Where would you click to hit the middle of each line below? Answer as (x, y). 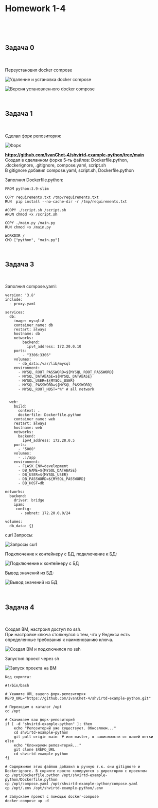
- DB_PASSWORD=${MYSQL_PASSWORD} (52, 479)
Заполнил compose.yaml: (31, 287)
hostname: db (27, 334)
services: (15, 312)
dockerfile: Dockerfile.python (50, 415)
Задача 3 (20, 264)
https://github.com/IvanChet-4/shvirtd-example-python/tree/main (75, 155)
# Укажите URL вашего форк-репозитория (45, 694)
